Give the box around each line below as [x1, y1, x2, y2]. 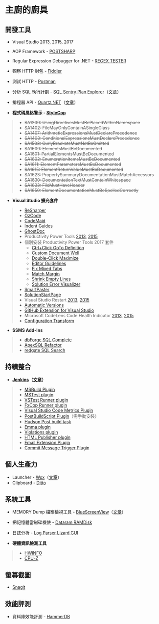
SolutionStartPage [24, 292, 61, 298]
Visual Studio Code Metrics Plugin [24, 407, 93, 413]
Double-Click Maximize [31, 255, 79, 261]
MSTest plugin [24, 391, 54, 398]
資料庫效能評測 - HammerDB [12, 614, 70, 620]
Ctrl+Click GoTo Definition [31, 245, 85, 250]
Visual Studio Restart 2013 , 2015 [24, 297, 90, 302]
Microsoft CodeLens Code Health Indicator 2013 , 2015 [24, 313, 134, 318]
